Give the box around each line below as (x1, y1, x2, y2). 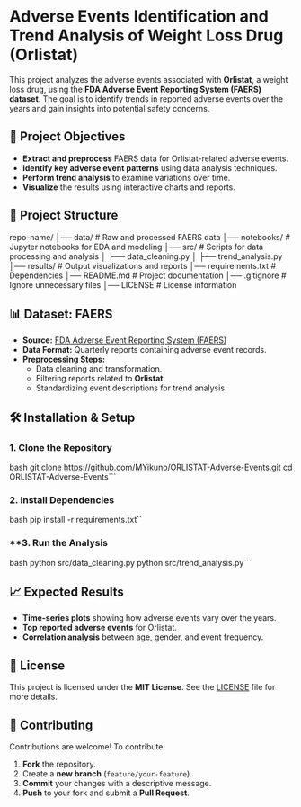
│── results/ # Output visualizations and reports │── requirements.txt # (9, 260, 277, 271)
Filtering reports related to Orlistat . (35, 373, 166, 384)
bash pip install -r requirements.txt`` (9, 515, 142, 525)
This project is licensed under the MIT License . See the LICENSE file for (9, 682, 276, 693)
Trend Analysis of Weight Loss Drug (9, 25, 284, 46)
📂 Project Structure (9, 208, 119, 223)
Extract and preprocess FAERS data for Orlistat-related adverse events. (22, 153, 289, 164)
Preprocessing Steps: (22, 354, 106, 365)
